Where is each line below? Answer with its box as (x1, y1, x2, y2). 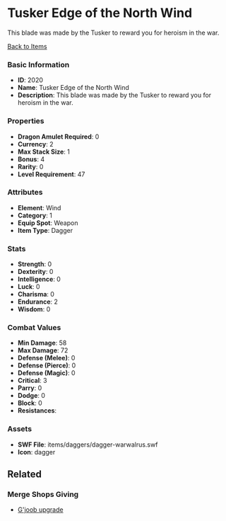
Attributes (7, 188, 43, 197)
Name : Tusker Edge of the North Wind (17, 84, 129, 92)
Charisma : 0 (17, 290, 55, 299)
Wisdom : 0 (17, 305, 51, 314)
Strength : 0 (17, 260, 52, 268)
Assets (7, 424, 32, 434)
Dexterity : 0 (17, 268, 54, 276)
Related (7, 469, 42, 481)
